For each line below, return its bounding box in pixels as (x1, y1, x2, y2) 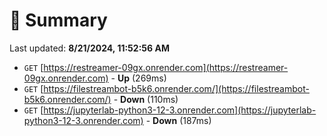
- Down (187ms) (145, 114, 212, 126)
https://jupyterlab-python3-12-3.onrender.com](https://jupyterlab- (43, 104, 317, 116)
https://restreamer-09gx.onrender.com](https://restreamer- (43, 61, 289, 73)
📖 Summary (9, 9, 108, 32)
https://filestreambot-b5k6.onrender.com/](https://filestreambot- (43, 82, 310, 94)
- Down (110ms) (113, 93, 179, 105)
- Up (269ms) (110, 72, 167, 84)
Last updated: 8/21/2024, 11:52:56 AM (9, 42, 170, 54)
